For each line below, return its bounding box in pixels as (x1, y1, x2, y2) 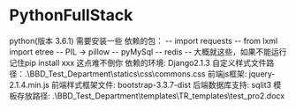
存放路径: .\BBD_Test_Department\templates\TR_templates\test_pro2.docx (16, 90, 285, 101)
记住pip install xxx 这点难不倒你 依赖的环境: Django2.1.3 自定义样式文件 (9, 57, 267, 68)
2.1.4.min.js (9, 79, 50, 90)
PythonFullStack (9, 5, 133, 26)
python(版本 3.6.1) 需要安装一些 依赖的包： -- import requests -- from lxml (9, 35, 278, 46)
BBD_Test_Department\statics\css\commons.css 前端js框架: (29, 68, 247, 79)
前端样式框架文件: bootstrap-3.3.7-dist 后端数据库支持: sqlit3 (51, 79, 272, 90)
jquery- (248, 68, 276, 79)
